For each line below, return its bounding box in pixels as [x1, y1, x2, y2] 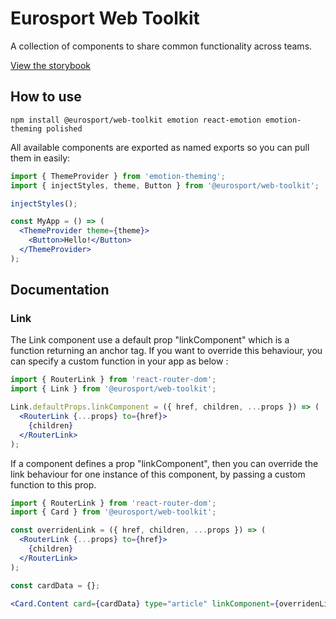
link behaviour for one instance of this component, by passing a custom [10, 468, 306, 480]
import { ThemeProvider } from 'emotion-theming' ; [10, 171, 226, 181]
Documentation [10, 282, 110, 299]
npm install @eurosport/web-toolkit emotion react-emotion [10, 115, 262, 125]
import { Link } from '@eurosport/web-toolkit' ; [10, 384, 217, 394]
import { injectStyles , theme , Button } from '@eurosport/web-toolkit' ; [10, 180, 320, 191]
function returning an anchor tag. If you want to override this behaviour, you [10, 345, 323, 357]
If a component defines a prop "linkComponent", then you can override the [10, 457, 319, 469]
